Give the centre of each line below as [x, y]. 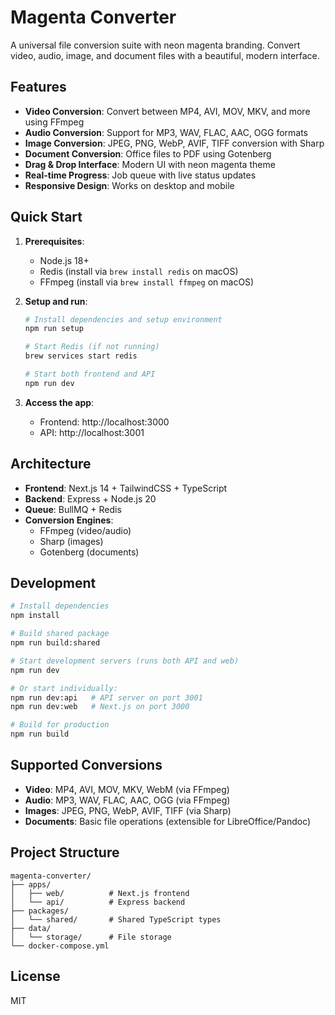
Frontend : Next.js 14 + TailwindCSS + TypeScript [126, 488]
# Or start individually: [64, 688]
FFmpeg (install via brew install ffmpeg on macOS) [147, 282]
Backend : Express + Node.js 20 [90, 498]
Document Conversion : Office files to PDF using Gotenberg [148, 153]
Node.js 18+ [64, 260]
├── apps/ [31, 884]
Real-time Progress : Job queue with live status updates [140, 175]
